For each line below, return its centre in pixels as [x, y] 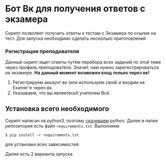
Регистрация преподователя [42, 51]
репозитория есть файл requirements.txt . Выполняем [62, 126]
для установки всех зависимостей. [43, 145]
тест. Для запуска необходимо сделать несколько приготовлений [76, 38]
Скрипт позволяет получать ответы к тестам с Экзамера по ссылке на [81, 33]
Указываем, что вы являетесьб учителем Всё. [61, 93]
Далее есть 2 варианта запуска [39, 154]
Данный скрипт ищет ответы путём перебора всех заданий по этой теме [83, 62]
